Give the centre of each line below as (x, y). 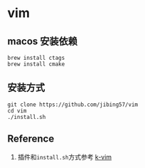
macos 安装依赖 (43, 41)
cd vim (17, 111)
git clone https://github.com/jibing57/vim (73, 105)
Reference (31, 139)
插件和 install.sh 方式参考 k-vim (65, 157)
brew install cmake (36, 64)
